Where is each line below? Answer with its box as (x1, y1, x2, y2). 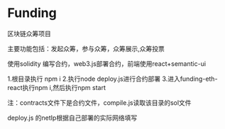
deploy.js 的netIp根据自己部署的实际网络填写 (7, 113, 138, 122)
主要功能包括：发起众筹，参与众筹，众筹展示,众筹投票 (7, 44, 165, 52)
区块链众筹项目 (7, 29, 51, 38)
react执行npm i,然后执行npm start (7, 83, 106, 91)
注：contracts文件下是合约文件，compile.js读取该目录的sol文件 (7, 98, 192, 107)
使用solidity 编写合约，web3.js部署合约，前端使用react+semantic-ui (7, 59, 207, 68)
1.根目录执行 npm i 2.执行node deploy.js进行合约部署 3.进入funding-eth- (7, 74, 218, 83)
